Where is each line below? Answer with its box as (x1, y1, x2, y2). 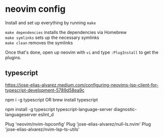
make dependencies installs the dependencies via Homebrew (5, 29, 127, 35)
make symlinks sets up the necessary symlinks (5, 34, 100, 40)
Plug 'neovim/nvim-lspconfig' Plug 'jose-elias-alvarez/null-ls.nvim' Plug (5, 121, 151, 127)
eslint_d (38, 111, 54, 117)
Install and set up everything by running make (5, 20, 96, 26)
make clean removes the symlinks (5, 39, 73, 45)
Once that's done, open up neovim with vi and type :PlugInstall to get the (5, 49, 159, 55)
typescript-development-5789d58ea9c (5, 87, 85, 93)
